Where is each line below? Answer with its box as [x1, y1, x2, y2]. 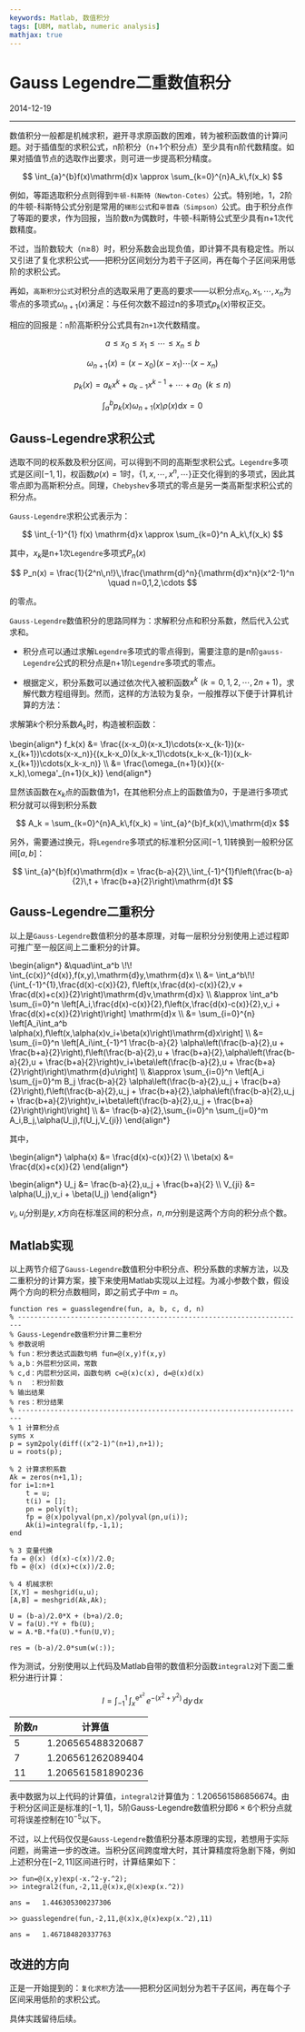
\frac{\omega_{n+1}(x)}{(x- [123, 758, 225, 769]
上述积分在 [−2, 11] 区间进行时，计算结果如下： [9, 1855, 179, 1866]
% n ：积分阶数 [9, 1379, 64, 1388]
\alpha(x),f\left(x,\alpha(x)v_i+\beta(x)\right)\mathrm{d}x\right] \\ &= [9, 1027, 264, 1038]
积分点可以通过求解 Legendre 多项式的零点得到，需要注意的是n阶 [22, 645, 260, 656]
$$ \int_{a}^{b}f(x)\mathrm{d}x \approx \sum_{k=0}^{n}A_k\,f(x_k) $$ [22, 171, 283, 182]
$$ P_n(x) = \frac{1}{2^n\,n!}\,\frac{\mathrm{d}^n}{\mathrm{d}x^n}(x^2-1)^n [10, 567, 295, 578]
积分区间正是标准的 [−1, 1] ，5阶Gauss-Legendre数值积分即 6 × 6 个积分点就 [16, 1802, 292, 1813]
